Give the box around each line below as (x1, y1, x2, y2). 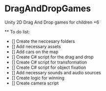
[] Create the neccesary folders (11, 38, 75, 44)
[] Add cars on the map (11, 49, 59, 55)
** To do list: (4, 29, 30, 34)
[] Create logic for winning (11, 75, 64, 81)
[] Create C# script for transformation (11, 59, 87, 65)
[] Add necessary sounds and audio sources (11, 69, 101, 75)
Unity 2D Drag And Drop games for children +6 (4, 19, 100, 25)
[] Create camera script (11, 80, 59, 86)
